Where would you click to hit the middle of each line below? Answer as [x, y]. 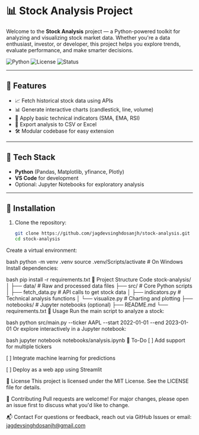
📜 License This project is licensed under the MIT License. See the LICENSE [98, 381]
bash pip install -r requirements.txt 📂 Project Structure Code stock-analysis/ [99, 280]
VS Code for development [46, 178]
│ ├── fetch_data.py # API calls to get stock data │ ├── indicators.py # [94, 292]
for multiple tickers [29, 347]
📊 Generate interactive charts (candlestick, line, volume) [84, 109]
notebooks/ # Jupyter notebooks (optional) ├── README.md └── [87, 305]
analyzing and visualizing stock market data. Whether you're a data [88, 37]
